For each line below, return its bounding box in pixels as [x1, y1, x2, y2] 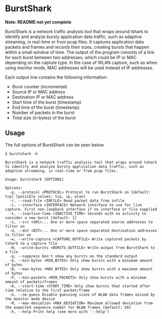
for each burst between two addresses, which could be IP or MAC [5, 54, 137, 60]
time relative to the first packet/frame [5, 288, 90, 293]
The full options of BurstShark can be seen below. [5, 142, 105, 148]
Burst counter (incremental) [12, 83, 67, 89]
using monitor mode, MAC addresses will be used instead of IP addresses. [5, 64, 154, 71]
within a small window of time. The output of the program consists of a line [5, 49, 155, 55]
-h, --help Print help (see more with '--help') [9, 309, 110, 314]
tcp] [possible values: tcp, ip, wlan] [5, 194, 86, 199]
